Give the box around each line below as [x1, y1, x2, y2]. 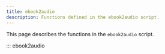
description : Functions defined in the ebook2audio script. [6, 14, 160, 20]
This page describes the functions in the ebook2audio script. [6, 30, 154, 37]
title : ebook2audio [6, 8, 55, 15]
